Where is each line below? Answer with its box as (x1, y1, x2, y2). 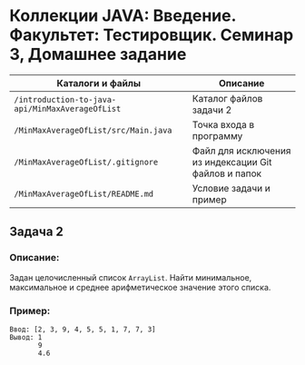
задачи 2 (192, 104, 232, 116)
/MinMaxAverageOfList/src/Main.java (14, 124, 172, 135)
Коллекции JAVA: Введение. (9, 5, 236, 26)
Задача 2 (9, 224, 64, 240)
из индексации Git (192, 155, 272, 168)
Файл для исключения (192, 144, 291, 157)
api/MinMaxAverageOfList (14, 104, 122, 113)
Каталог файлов (192, 92, 263, 104)
